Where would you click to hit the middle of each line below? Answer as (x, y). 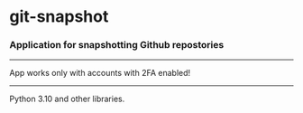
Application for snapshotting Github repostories (117, 45)
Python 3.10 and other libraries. (67, 99)
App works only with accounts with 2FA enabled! (100, 73)
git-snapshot (59, 17)
